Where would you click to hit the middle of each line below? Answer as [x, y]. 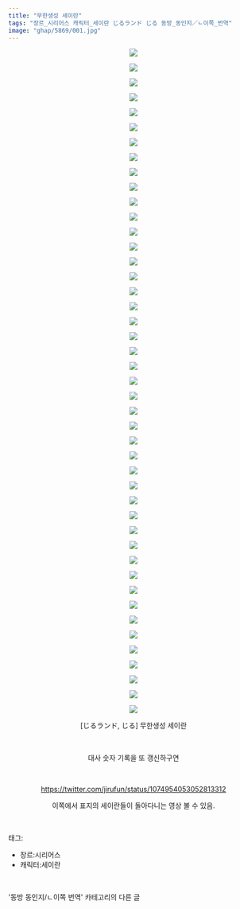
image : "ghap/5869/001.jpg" [55, 30]
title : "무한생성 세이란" [45, 16]
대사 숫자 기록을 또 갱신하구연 [134, 758]
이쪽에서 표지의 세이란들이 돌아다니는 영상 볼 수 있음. [134, 806]
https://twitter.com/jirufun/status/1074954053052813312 [134, 790]
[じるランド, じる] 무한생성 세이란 [134, 726]
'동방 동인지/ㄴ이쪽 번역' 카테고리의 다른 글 [74, 897]
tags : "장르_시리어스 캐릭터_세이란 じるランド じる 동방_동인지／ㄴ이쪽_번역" [120, 23]
